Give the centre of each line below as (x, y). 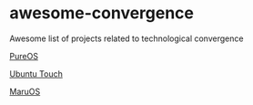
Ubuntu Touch (36, 73)
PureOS (24, 56)
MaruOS (25, 91)
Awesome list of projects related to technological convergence (126, 38)
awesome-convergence (101, 13)
